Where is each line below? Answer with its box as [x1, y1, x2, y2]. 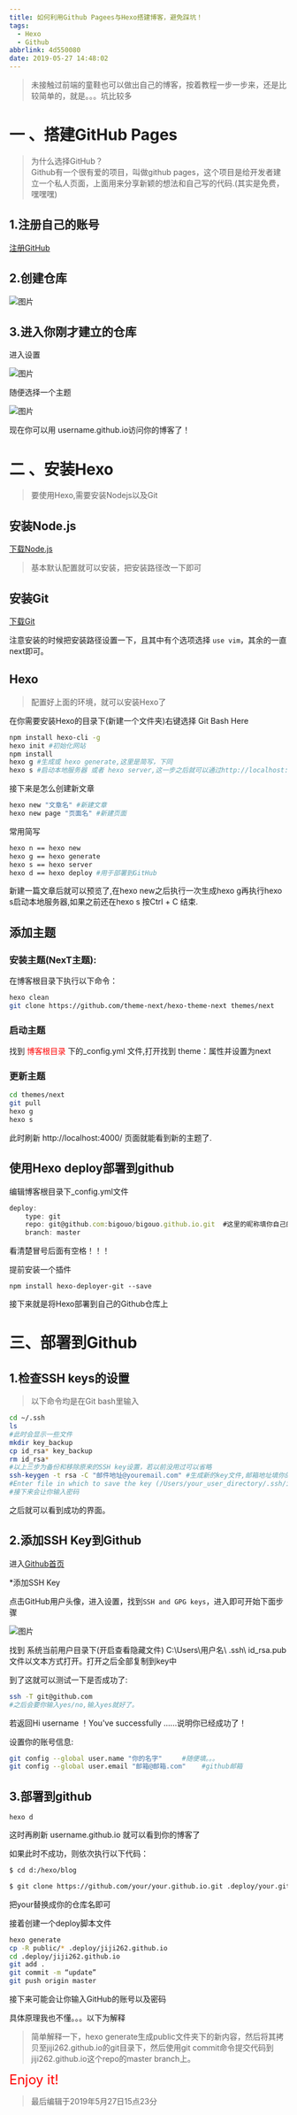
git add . [9, 1960, 46, 1969]
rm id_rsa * [9, 1455, 49, 1464]
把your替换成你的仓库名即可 [9, 1899, 111, 1910]
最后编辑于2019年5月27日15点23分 [30, 2096, 157, 2107]
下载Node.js [9, 543, 53, 554]
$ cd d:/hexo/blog [9, 1866, 77, 1875]
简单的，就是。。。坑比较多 [38, 90, 133, 101]
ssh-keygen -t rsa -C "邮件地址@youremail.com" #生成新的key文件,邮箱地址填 [9, 1471, 278, 1480]
